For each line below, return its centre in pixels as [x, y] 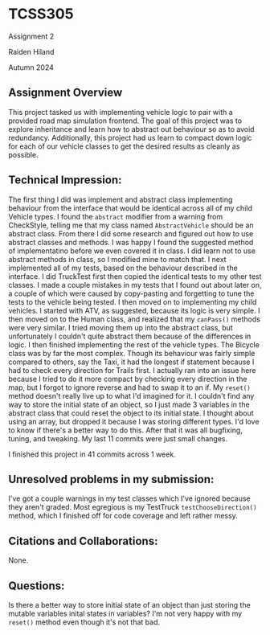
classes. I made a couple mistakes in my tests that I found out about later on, [135, 285]
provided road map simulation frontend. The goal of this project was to [125, 121]
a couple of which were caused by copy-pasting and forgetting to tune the [131, 293]
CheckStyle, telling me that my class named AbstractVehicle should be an [131, 225]
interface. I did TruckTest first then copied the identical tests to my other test [135, 276]
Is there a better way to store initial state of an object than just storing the [129, 605]
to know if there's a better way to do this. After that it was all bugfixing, [125, 430]
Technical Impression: [65, 180]
